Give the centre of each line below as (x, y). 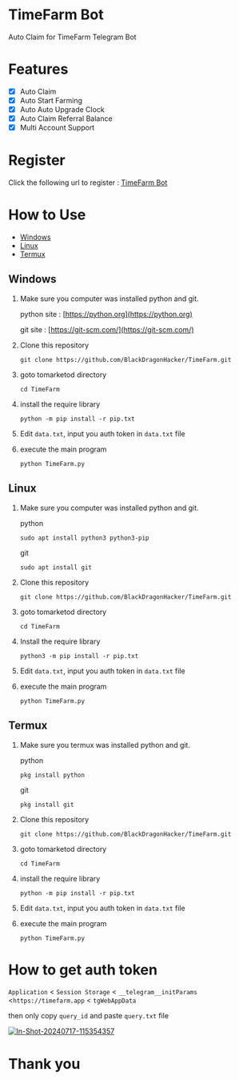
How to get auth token (83, 970)
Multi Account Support (57, 128)
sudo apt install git (56, 567)
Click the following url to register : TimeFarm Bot (88, 183)
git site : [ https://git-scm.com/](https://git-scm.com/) (107, 329)
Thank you (44, 1064)
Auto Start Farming (51, 100)
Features (38, 69)
